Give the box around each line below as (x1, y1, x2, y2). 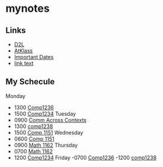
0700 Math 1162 (14, 148, 53, 155)
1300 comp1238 (14, 123, 54, 130)
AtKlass (14, 47, 33, 54)
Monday (5, 92, 26, 99)
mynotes (5, 2, 50, 15)
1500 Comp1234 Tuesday (14, 110, 76, 117)
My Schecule (5, 77, 55, 87)
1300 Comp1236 (14, 104, 54, 111)
